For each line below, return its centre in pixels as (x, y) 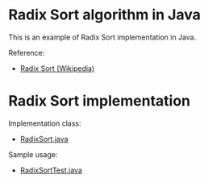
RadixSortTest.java (51, 170)
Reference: (27, 52)
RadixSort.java (44, 139)
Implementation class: (45, 123)
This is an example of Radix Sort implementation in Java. (102, 37)
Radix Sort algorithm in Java (105, 15)
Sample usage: (33, 154)
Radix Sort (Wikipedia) (57, 68)
